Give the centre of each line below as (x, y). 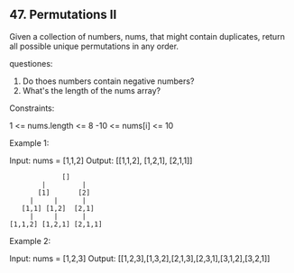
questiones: (31, 63)
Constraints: (32, 108)
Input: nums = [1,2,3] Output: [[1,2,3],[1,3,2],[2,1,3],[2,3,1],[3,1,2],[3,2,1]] (140, 258)
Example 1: (29, 142)
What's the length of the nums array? (91, 90)
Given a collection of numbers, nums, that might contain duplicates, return (147, 36)
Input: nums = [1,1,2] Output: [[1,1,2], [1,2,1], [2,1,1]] (101, 160)
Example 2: (30, 241)
